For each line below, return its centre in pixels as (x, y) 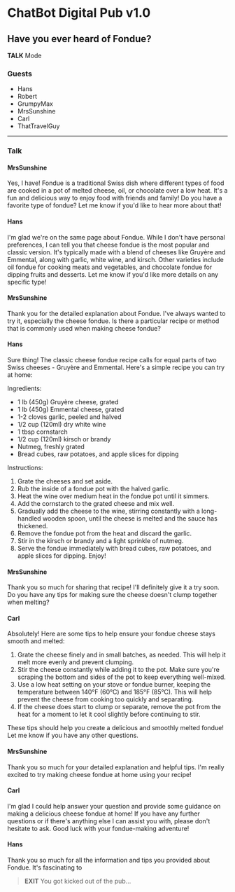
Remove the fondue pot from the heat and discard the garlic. (105, 533)
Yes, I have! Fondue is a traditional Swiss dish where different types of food (116, 183)
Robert (27, 97)
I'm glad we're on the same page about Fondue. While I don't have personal (116, 237)
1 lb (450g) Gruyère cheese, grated (68, 402)
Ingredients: (24, 389)
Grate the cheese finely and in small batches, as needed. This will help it (121, 655)
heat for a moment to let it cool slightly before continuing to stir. (109, 714)
